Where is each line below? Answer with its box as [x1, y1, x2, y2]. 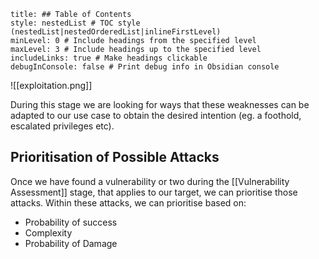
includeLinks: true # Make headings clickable [10, 53, 208, 63]
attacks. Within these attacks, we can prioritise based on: [10, 196, 247, 209]
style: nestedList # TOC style [10, 18, 141, 28]
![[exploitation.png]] [10, 80, 93, 91]
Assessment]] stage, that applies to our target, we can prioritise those [10, 186, 298, 198]
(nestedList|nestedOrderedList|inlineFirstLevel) [10, 27, 222, 37]
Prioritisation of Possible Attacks [10, 149, 220, 166]
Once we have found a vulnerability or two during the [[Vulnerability [10, 175, 290, 187]
